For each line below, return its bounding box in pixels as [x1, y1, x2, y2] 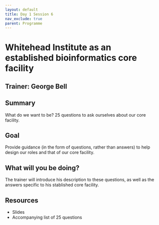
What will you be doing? [5, 164, 79, 172]
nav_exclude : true [5, 16, 42, 21]
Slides [12, 209, 25, 215]
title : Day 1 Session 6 [5, 12, 54, 17]
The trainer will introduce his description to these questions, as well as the [5, 177, 155, 183]
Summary [5, 99, 36, 107]
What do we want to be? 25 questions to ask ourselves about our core [5, 112, 146, 118]
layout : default [5, 7, 38, 12]
